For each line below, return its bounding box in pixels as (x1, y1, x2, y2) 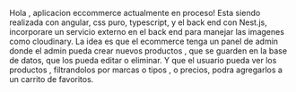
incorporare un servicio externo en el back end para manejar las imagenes (9, 27, 285, 37)
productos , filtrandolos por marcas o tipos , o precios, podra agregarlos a (9, 64, 283, 75)
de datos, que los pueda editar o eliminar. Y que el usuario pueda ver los (9, 55, 277, 65)
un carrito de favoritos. (9, 74, 94, 84)
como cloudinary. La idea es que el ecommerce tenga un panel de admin (9, 36, 279, 46)
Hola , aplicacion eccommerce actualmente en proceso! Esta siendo (9, 8, 261, 18)
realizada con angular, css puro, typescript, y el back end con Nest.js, (9, 17, 267, 28)
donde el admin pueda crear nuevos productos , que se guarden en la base (9, 46, 288, 56)
